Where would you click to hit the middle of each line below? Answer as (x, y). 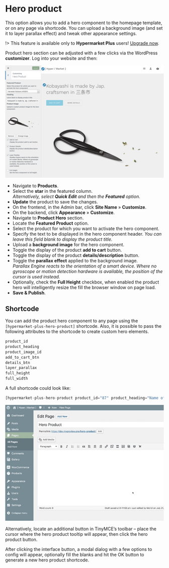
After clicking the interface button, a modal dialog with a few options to (79, 549)
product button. (21, 539)
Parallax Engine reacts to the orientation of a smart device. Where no (84, 266)
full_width (17, 379)
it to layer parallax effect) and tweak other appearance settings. (71, 33)
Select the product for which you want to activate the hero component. (86, 229)
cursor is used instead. (36, 277)
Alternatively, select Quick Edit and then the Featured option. (76, 196)
